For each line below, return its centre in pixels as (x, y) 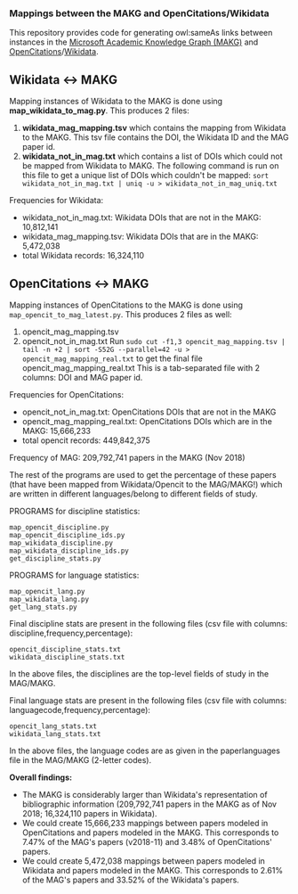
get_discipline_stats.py (55, 558)
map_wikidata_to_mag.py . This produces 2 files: (99, 111)
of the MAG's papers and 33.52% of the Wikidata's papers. (131, 880)
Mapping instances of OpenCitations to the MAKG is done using (126, 305)
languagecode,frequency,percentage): (80, 709)
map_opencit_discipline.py (59, 527)
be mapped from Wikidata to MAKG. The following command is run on (150, 166)
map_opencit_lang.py (48, 591)
